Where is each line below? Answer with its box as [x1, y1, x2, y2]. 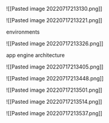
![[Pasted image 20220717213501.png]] [6, 86, 102, 94]
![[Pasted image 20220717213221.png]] [6, 17, 102, 23]
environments [6, 28, 40, 35]
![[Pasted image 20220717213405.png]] [6, 63, 104, 70]
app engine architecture [6, 52, 65, 59]
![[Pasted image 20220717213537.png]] [6, 110, 102, 116]
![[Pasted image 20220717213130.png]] [6, 5, 102, 12]
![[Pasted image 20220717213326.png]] [6, 40, 104, 47]
